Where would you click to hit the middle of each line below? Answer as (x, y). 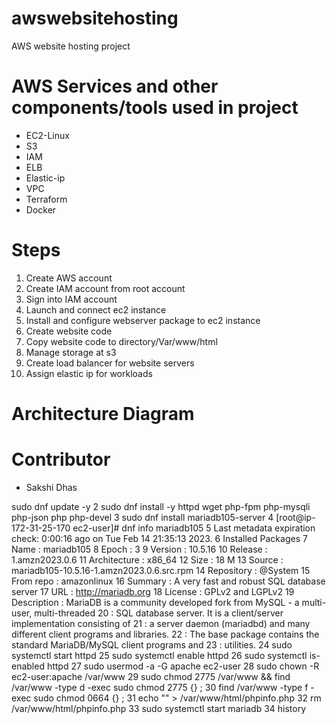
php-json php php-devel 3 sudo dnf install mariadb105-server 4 (142, 517)
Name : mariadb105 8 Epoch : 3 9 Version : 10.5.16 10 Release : (139, 549)
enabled (28, 666)
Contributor (61, 459)
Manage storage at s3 (71, 352)
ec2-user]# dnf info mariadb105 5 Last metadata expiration (194, 528)
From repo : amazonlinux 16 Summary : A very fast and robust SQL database (168, 581)
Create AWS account (69, 278)
